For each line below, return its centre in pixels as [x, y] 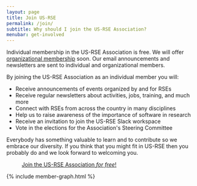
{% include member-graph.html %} [51, 177]
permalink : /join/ [30, 23]
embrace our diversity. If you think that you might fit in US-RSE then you [98, 146]
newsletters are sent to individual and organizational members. [86, 65]
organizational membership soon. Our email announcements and [88, 59]
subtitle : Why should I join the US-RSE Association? [77, 29]
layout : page [23, 12]
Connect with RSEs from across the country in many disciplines [95, 108]
